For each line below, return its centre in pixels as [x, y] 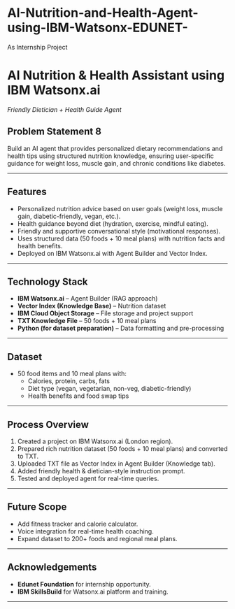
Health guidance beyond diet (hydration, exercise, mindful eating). [113, 223]
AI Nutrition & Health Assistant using [116, 76]
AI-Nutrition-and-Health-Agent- [103, 13]
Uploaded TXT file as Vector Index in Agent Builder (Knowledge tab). [116, 464]
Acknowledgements [52, 567]
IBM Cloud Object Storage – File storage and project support [105, 313]
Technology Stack [48, 281]
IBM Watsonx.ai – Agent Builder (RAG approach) [87, 299]
